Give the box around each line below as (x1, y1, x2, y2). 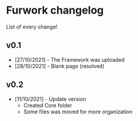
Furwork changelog (6, 4, 104, 17)
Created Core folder (23, 101, 73, 109)
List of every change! (6, 23, 58, 30)
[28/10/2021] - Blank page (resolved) (14, 62, 105, 69)
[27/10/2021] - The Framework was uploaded (14, 56, 125, 63)
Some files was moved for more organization (23, 108, 133, 115)
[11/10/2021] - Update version (14, 95, 87, 103)
